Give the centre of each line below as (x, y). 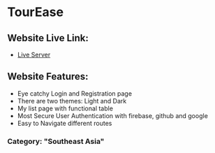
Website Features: (48, 76)
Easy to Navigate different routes (65, 123)
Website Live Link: (48, 38)
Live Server (34, 54)
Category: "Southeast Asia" (56, 141)
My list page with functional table (65, 108)
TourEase (36, 12)
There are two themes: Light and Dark (72, 101)
